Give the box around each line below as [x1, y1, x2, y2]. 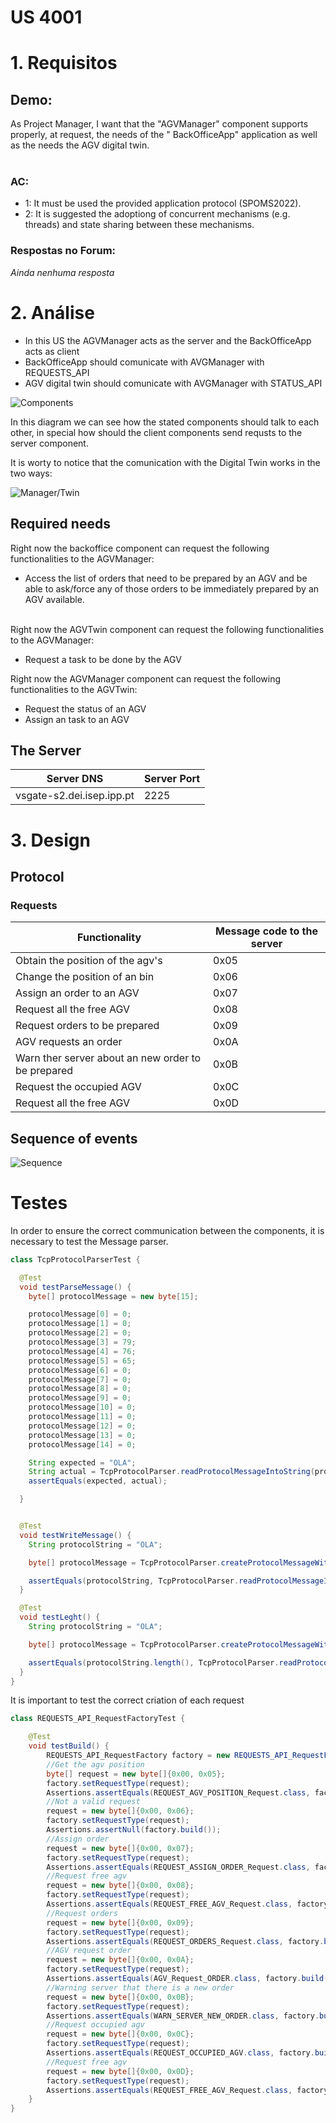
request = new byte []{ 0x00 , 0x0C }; [46, 2029, 195, 2040]
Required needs [10, 516, 111, 533]
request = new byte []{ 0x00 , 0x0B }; [46, 1992, 195, 2002]
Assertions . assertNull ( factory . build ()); [46, 1825, 222, 1835]
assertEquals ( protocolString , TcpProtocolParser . [28, 1576, 240, 1586]
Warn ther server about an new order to [15, 1051, 202, 1065]
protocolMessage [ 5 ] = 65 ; [28, 1356, 137, 1366]
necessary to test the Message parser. [10, 1235, 169, 1247]
